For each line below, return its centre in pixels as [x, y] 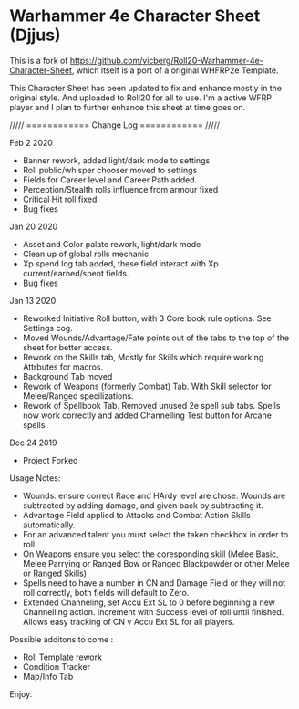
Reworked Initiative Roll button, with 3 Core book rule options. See [147, 318]
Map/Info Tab [48, 676]
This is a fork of [39, 60]
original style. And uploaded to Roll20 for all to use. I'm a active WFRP [140, 98]
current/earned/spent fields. [76, 273]
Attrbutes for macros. [62, 367]
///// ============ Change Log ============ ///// [115, 125]
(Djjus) [35, 35]
